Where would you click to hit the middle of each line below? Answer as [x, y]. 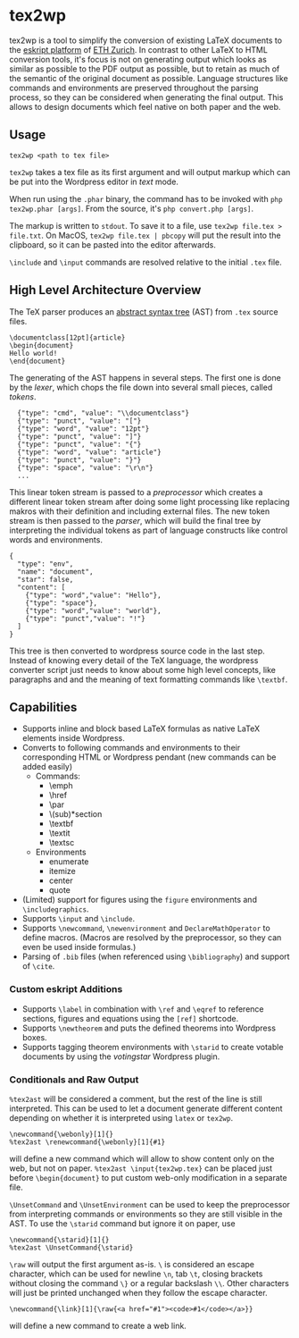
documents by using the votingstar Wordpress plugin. [121, 1056]
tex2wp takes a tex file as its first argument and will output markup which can [150, 172]
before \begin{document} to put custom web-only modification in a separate [148, 1177]
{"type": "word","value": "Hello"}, [94, 595]
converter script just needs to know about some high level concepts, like [143, 669]
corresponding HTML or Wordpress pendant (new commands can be [149, 757]
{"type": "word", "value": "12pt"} [83, 429]
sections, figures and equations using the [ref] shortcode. [130, 1018]
